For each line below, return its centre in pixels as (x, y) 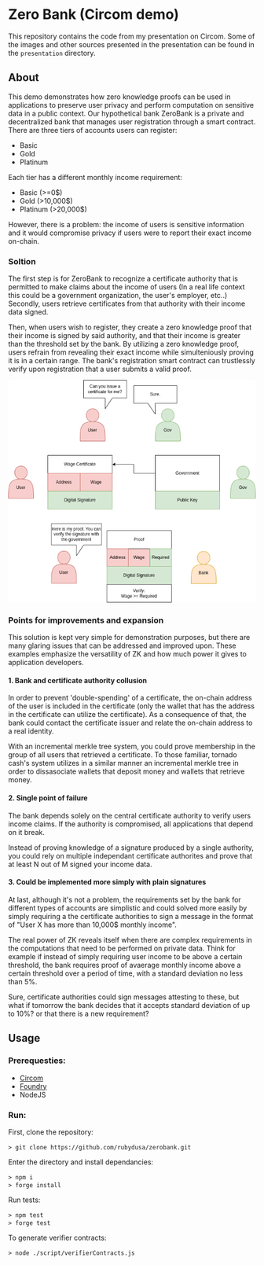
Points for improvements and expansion (86, 620)
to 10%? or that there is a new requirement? (79, 1013)
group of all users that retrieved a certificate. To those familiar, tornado (123, 755)
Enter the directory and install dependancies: (81, 1162)
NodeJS (33, 1094)
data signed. (28, 312)
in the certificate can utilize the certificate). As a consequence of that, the (128, 715)
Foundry (33, 1086)
